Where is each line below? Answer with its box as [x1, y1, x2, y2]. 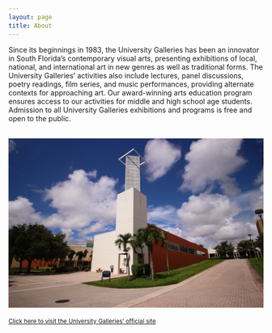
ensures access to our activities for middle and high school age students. [8, 96, 253, 106]
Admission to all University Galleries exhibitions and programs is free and [8, 105, 253, 115]
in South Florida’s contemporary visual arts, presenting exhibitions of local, [8, 53, 257, 63]
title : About [8, 21, 53, 30]
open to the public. [8, 113, 71, 123]
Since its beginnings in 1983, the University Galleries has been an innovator [8, 44, 260, 54]
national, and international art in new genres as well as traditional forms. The [8, 61, 263, 72]
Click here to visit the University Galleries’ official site [8, 318, 156, 326]
